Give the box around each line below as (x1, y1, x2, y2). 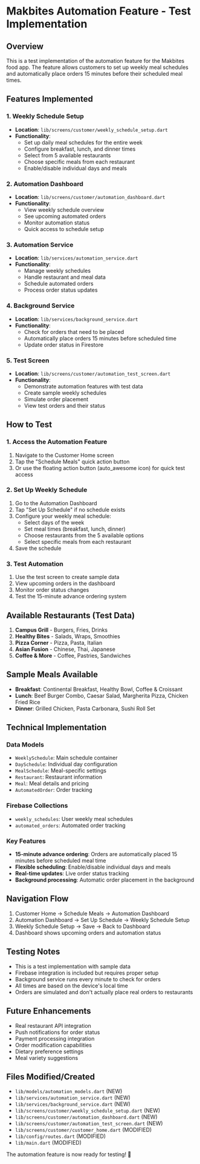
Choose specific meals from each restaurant (24, 158, 135, 165)
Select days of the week (24, 518, 85, 526)
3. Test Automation (6, 560, 63, 568)
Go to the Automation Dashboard (15, 499, 97, 506)
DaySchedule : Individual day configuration (15, 760, 118, 768)
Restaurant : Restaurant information (15, 773, 103, 781)
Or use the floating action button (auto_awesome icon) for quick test (15, 464, 185, 471)
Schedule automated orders (24, 280, 94, 287)
